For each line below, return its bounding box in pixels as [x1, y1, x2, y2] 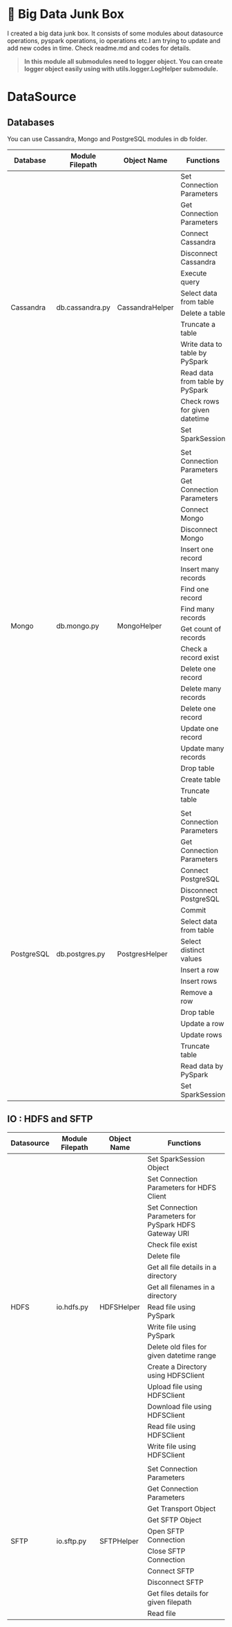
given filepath [147, 1597, 192, 1607]
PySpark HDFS [147, 1220, 195, 1230]
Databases [7, 116, 55, 128]
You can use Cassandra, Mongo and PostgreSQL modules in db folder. [7, 134, 208, 143]
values [180, 953, 202, 963]
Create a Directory [147, 1362, 207, 1372]
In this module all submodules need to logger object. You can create [23, 57, 223, 65]
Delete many [180, 683, 222, 693]
